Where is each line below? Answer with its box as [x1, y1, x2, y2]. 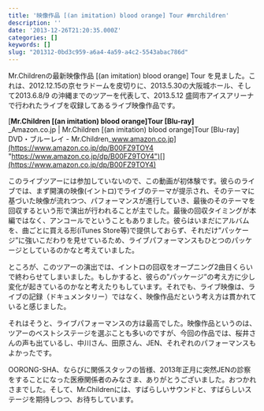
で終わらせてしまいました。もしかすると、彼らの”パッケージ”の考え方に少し [8, 272, 256, 281]
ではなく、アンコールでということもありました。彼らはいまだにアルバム [14, 216, 250, 225]
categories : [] [8, 33, 58, 42]
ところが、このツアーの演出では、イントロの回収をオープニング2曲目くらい [8, 262, 254, 271]
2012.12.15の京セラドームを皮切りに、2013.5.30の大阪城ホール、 [28, 81, 238, 90]
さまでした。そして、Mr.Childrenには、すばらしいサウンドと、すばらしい [8, 385, 246, 394]
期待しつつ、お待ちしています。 [35, 394, 138, 404]
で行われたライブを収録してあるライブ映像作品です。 [8, 100, 180, 110]
